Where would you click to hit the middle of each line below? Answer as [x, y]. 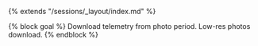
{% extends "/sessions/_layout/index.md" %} [82, 11]
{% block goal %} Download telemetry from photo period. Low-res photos [129, 26]
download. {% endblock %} [54, 35]
